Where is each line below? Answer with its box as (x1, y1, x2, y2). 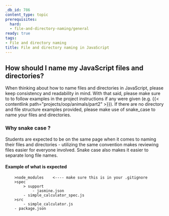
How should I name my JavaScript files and (5, 64, 144, 72)
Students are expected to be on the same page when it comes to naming (5, 136, 156, 142)
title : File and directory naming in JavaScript (5, 45, 109, 50)
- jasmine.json (32, 188, 65, 193)
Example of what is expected (5, 164, 67, 170)
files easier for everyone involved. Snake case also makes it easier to (5, 147, 149, 153)
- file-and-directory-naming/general (10, 26, 89, 31)
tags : (5, 36, 17, 41)
